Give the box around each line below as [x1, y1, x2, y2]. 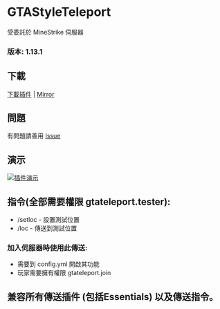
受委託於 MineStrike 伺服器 [7, 28, 84, 36]
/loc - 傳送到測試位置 [17, 224, 77, 232]
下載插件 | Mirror [7, 90, 55, 98]
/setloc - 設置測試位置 [17, 216, 80, 224]
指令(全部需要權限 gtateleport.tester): [7, 196, 171, 207]
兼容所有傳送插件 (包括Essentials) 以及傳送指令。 [7, 291, 219, 303]
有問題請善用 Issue [7, 132, 61, 140]
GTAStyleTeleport [7, 4, 111, 20]
